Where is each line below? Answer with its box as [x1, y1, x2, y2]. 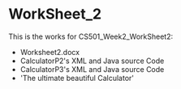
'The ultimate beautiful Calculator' [19, 73, 135, 83]
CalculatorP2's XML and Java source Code [19, 56, 165, 66]
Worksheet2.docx [19, 47, 80, 57]
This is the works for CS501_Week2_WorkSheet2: [8, 32, 174, 41]
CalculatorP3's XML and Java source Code [19, 64, 165, 74]
